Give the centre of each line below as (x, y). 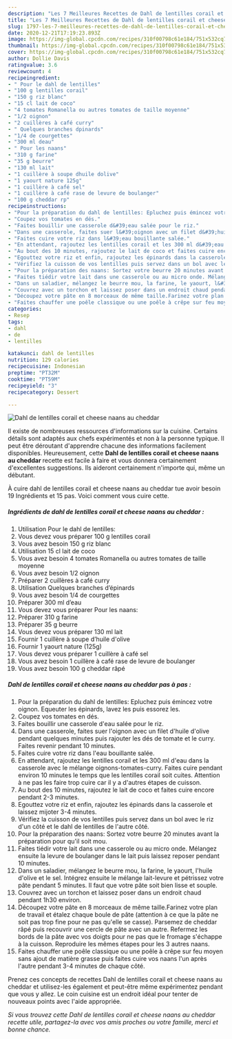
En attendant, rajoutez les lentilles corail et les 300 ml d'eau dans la (113, 761)
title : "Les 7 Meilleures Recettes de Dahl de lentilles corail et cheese (117, 20)
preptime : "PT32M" (34, 373)
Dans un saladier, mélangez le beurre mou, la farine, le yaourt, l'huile (115, 870)
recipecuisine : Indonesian (46, 367)
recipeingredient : (34, 78)
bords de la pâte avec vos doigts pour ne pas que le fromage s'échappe (120, 937)
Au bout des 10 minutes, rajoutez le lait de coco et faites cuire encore (116, 790)
